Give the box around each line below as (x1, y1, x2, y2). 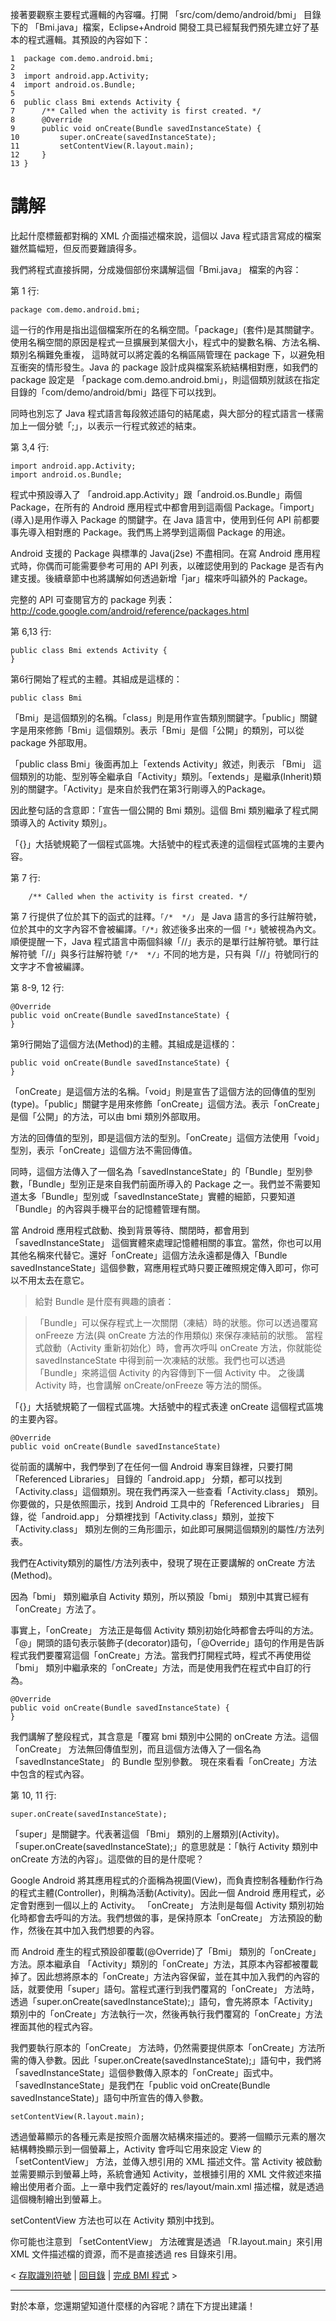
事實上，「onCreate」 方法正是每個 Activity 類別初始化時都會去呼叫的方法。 (10, 1624, 320, 1636)
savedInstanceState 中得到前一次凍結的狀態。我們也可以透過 (34, 1354, 286, 1366)
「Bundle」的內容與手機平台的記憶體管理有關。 (10, 1203, 206, 1215)
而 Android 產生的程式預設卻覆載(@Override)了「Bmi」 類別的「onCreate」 (10, 1945, 322, 1957)
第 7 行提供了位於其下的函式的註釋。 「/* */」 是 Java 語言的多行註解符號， (10, 910, 322, 922)
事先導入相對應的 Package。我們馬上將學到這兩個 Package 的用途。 (10, 526, 291, 538)
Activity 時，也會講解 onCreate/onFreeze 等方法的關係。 (34, 1379, 268, 1391)
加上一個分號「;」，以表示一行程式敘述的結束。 (10, 419, 202, 432)
